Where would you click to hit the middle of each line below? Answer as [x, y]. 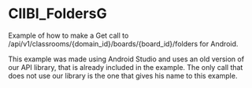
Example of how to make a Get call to [69, 35]
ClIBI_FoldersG [58, 14]
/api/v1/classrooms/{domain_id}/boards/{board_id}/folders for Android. [123, 43]
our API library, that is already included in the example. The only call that [126, 67]
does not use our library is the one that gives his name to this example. [123, 75]
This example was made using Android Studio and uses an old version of [126, 59]
